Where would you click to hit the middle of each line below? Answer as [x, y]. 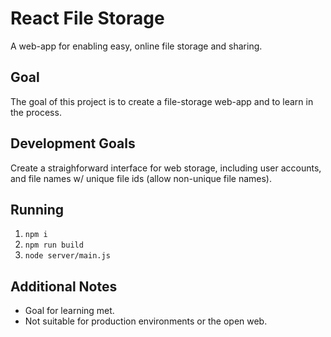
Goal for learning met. [69, 311]
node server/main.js [67, 256]
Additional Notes [64, 286]
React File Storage [87, 18]
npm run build [54, 245]
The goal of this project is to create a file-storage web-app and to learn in [162, 101]
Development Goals [73, 143]
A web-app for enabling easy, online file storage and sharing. [136, 46]
